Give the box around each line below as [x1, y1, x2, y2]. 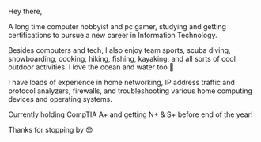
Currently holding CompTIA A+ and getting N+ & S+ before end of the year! [8, 110, 253, 119]
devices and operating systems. [8, 95, 112, 103]
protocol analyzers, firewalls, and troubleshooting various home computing [8, 86, 253, 95]
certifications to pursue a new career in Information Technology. [8, 31, 217, 39]
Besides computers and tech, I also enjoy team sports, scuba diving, [8, 46, 231, 54]
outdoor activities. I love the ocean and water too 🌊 [8, 62, 175, 72]
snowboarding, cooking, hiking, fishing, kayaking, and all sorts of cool [8, 54, 236, 63]
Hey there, [8, 7, 43, 16]
